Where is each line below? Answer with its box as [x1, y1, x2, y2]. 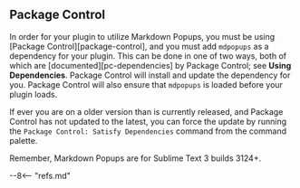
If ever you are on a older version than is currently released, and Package [9, 106, 284, 117]
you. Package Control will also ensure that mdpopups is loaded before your [9, 79, 284, 89]
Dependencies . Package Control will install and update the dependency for [9, 70, 291, 80]
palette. [9, 135, 38, 146]
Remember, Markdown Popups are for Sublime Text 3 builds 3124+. [9, 153, 262, 164]
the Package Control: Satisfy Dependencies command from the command [9, 126, 287, 136]
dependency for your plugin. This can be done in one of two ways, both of [9, 50, 287, 61]
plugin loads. [9, 89, 58, 99]
